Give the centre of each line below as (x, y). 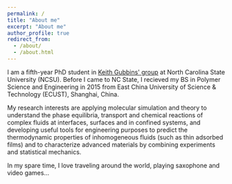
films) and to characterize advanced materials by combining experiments (111, 144)
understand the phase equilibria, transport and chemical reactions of (105, 115)
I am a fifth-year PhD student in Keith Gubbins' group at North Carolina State (116, 72)
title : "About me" (34, 20)
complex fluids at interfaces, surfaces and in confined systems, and (104, 122)
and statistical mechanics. (44, 152)
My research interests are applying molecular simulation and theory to (107, 108)
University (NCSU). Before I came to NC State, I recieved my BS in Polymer (114, 79)
